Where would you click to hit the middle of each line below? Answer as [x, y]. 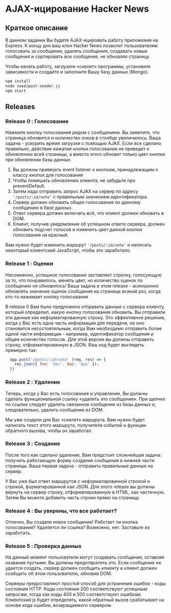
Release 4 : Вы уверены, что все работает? [61, 510]
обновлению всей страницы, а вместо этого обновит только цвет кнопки [85, 154]
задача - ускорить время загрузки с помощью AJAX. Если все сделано [83, 144]
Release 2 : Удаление [33, 382]
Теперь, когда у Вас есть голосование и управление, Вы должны [77, 393]
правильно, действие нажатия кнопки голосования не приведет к [77, 149]
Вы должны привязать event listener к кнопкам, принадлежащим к [85, 170]
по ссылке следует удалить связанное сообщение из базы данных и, [81, 404]
